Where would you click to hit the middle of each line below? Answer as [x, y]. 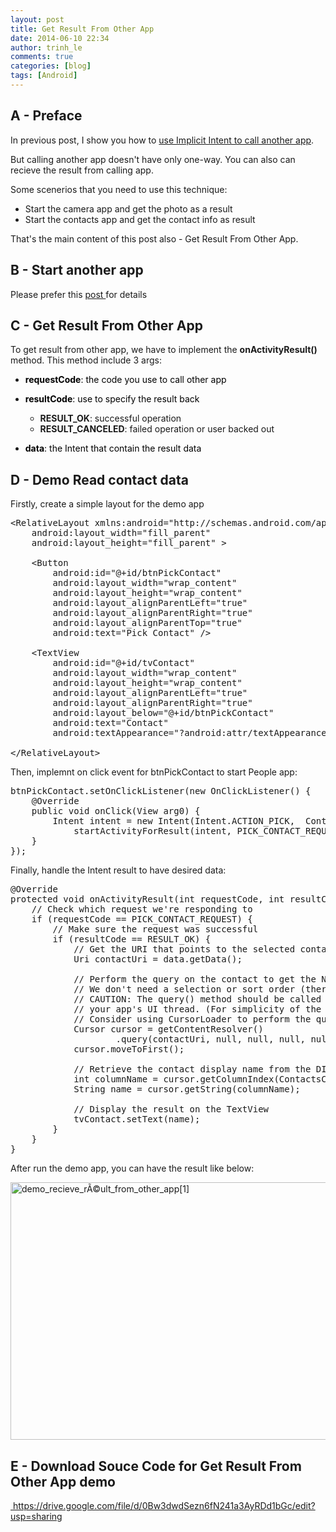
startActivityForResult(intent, [153, 831]
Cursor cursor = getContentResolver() [168, 1029]
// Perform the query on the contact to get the [195, 979]
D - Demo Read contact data [100, 479]
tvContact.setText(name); [137, 1119]
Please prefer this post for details [79, 294]
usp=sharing [36, 1516]
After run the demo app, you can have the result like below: [132, 1168]
